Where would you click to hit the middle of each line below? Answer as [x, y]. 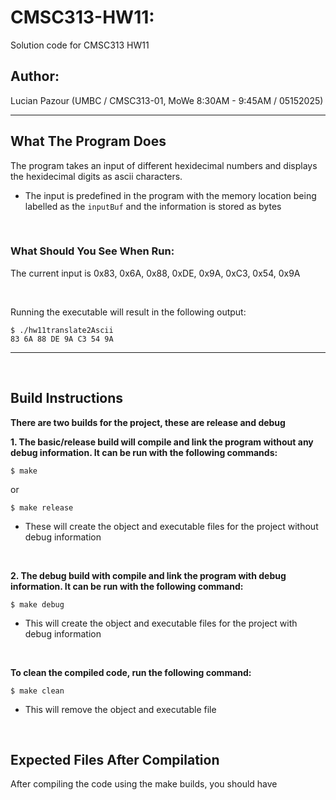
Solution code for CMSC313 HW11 [80, 45]
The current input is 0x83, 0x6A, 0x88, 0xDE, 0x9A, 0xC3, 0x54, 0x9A [155, 273]
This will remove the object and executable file [120, 709]
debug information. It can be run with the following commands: [144, 452]
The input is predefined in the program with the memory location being [170, 195]
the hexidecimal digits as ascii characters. [96, 176]
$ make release [42, 507]
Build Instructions [67, 398]
